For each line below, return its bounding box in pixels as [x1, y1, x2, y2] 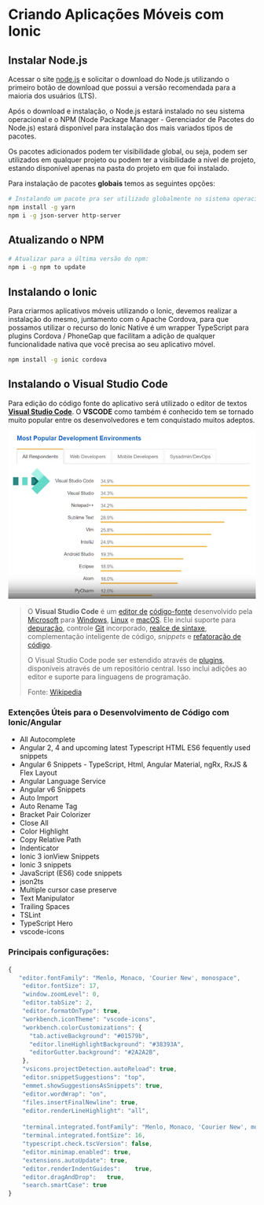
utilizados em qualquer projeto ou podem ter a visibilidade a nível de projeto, [8, 155, 256, 164]
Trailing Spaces [19, 902, 71, 911]
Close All [19, 819, 49, 828]
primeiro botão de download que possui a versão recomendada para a [8, 83, 236, 92]
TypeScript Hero [19, 919, 73, 928]
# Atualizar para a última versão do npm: [8, 255, 149, 263]
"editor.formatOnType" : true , [22, 1007, 122, 1015]
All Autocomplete [19, 734, 76, 745]
